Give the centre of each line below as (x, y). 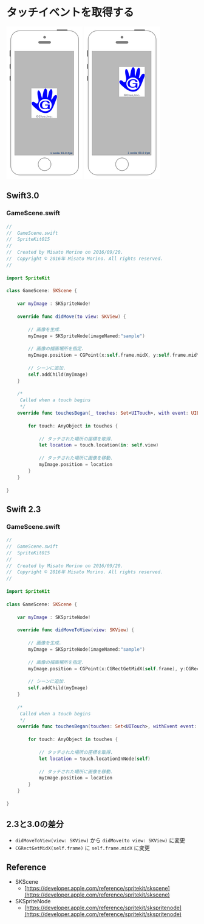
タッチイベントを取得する (70, 13)
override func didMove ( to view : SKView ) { (72, 317)
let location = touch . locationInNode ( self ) (94, 759)
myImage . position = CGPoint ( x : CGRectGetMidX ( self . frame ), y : (107, 668)
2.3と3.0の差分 (35, 824)
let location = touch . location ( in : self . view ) (99, 445)
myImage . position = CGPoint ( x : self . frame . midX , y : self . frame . (108, 355)
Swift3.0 (23, 196)
